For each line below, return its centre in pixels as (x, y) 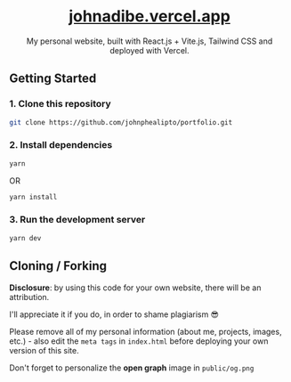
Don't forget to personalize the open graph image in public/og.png (132, 368)
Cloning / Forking (58, 266)
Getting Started (53, 79)
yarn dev (25, 238)
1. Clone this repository (60, 104)
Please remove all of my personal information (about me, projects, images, (145, 331)
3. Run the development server (77, 220)
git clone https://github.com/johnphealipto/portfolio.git (121, 122)
